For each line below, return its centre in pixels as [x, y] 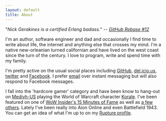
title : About [19, 15]
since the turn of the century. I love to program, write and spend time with [83, 55]
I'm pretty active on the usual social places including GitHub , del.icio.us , [81, 70]
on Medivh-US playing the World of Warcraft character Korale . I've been [81, 97]
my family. [16, 60]
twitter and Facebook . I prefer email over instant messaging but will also [81, 76]
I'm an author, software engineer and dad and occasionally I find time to [81, 39]
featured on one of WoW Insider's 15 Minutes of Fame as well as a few [79, 102]
